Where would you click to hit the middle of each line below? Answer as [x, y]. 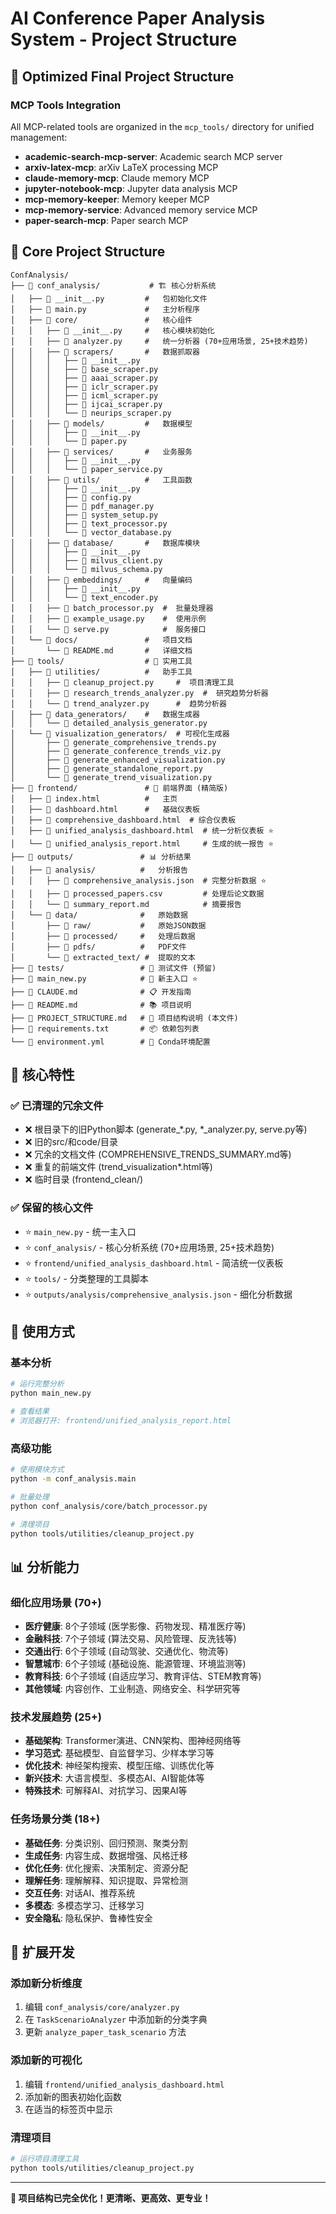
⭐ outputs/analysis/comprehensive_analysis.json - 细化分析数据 [158, 1294]
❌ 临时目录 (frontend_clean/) [84, 1179]
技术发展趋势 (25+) [56, 1717]
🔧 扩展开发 [42, 1952]
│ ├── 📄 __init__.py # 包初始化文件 [109, 298]
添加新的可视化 [46, 2060]
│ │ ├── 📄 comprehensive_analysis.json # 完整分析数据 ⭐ [138, 880]
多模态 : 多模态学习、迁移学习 [84, 1905]
